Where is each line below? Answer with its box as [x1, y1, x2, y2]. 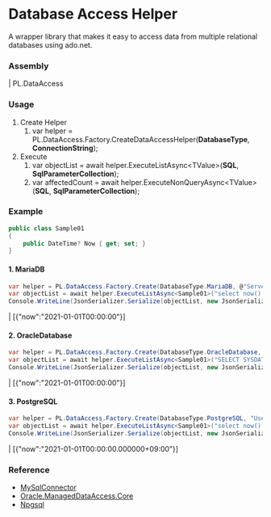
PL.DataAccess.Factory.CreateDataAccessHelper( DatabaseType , [31, 134, 250, 144]
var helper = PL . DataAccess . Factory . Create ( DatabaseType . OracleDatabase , [8, 348, 262, 356]
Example [8, 206, 44, 217]
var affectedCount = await [31, 177, 119, 187]
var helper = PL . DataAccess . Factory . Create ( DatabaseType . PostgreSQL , [8, 414, 248, 422]
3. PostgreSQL [8, 397, 58, 406]
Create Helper [19, 117, 67, 127]
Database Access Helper [8, 5, 178, 23]
